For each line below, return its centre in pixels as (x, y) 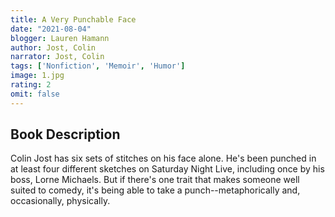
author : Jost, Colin (53, 47)
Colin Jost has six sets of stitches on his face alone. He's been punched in (163, 158)
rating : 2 (31, 85)
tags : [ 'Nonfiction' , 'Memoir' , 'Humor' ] (98, 66)
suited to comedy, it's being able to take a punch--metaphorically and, (155, 190)
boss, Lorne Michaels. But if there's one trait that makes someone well (155, 180)
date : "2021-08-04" (51, 29)
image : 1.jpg (37, 76)
